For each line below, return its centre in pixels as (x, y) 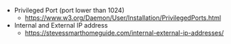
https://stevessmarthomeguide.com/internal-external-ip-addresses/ (124, 33)
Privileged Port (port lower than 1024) (69, 10)
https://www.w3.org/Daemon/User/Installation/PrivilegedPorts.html (123, 18)
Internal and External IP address (61, 25)
